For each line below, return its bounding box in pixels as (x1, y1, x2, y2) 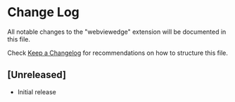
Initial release (17, 87, 56, 96)
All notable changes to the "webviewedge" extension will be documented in (7, 27, 227, 36)
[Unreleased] (7, 69, 67, 81)
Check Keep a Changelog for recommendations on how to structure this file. (7, 49, 229, 57)
